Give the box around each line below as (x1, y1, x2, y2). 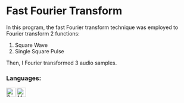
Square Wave (14, 41, 48, 49)
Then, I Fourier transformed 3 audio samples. (6, 59, 117, 66)
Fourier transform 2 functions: (6, 30, 80, 37)
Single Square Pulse (14, 47, 64, 54)
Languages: (6, 74, 42, 82)
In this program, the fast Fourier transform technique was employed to (6, 24, 179, 31)
